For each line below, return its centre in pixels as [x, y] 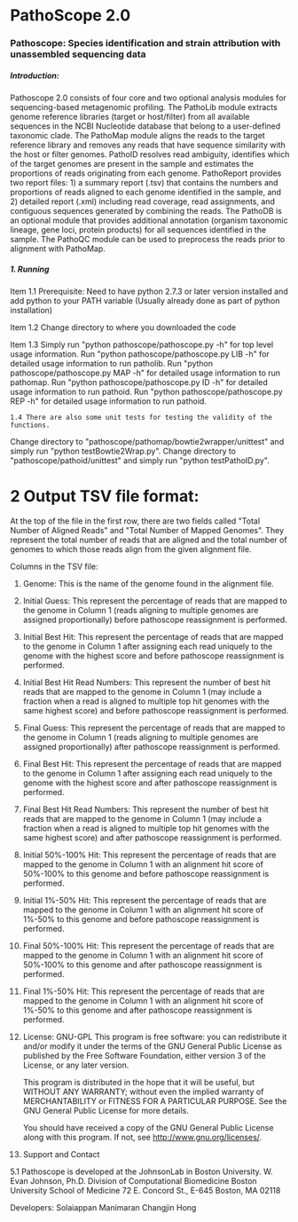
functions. [30, 426]
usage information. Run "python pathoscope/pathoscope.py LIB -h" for [140, 354]
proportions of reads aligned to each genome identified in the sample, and [146, 193]
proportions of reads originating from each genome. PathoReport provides [146, 173]
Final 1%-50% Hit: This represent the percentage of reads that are [144, 991]
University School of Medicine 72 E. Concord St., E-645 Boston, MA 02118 [145, 1190]
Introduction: [35, 75]
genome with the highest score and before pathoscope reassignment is [153, 655]
